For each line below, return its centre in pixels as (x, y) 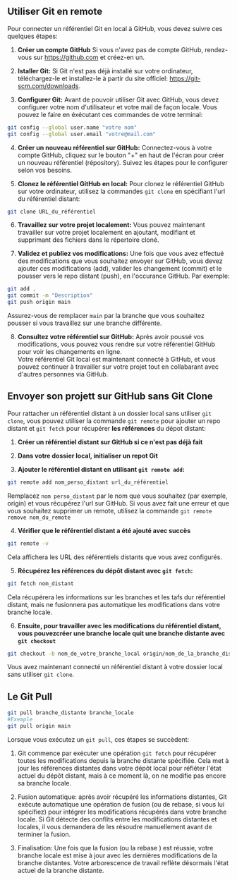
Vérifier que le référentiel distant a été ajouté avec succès (104, 530)
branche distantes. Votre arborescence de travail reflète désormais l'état (123, 862)
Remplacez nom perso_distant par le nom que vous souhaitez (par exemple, (117, 496)
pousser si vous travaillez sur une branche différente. (85, 323)
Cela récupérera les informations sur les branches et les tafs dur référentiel (116, 597)
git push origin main (39, 302)
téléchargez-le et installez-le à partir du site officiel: (92, 78)
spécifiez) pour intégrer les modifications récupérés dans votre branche (122, 812)
